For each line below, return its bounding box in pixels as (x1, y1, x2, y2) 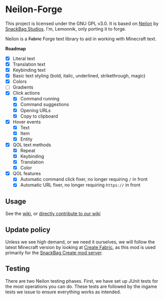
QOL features (12, 171, 41, 177)
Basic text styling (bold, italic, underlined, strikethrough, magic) (12, 73, 146, 79)
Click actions (12, 90, 40, 96)
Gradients (12, 84, 34, 90)
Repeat (20, 147, 36, 153)
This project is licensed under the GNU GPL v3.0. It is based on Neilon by (5, 20, 159, 26)
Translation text (12, 61, 46, 67)
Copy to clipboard (20, 113, 59, 119)
